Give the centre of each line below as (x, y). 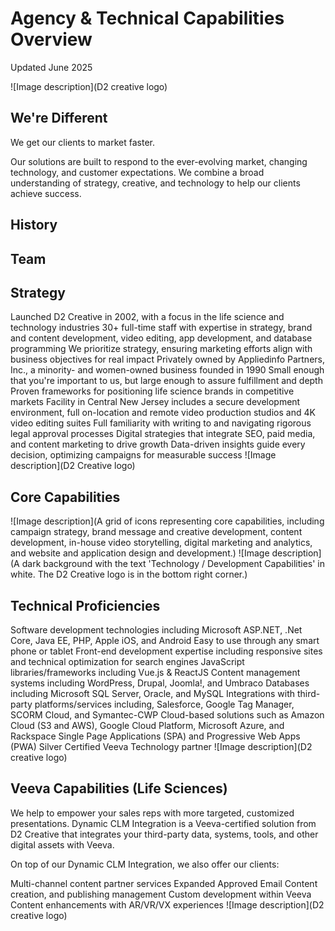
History (34, 225)
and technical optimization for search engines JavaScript (127, 661)
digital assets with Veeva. (62, 844)
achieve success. (46, 193)
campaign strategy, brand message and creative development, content (156, 532)
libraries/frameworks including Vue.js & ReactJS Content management (155, 672)
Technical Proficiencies (85, 605)
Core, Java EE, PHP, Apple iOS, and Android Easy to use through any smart (165, 640)
